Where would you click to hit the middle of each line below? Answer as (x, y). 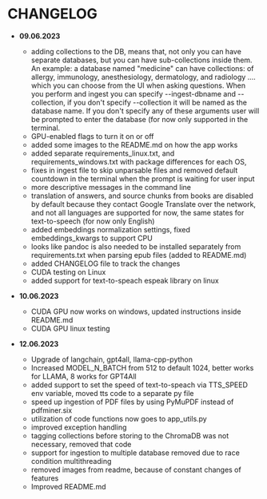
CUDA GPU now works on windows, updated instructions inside (136, 311)
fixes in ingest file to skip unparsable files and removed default (134, 170)
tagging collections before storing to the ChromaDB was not (130, 435)
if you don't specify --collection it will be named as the (157, 102)
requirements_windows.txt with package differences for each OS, (139, 161)
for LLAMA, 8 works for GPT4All (84, 376)
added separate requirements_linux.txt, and (103, 153)
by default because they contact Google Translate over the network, (143, 204)
